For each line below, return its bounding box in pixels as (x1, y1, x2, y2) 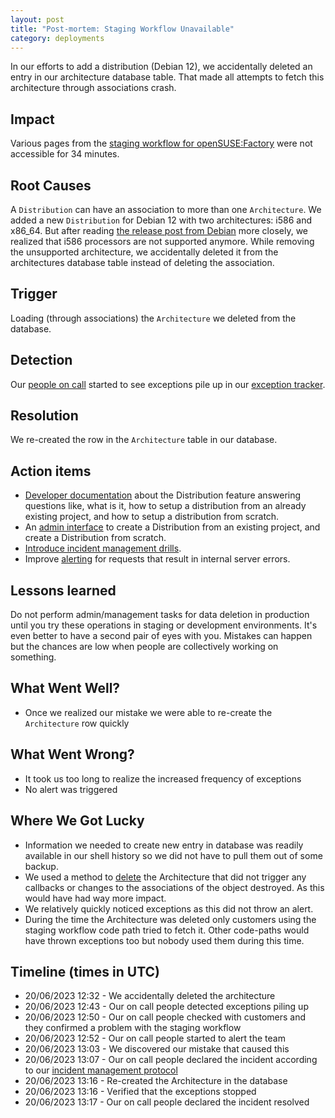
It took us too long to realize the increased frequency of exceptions (24, 772, 302, 785)
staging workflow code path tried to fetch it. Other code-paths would (24, 924, 310, 936)
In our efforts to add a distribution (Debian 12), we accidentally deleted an (10, 61, 313, 73)
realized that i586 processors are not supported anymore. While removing (10, 236, 315, 247)
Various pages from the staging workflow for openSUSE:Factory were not (10, 137, 313, 150)
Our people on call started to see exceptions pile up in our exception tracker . (10, 378, 326, 390)
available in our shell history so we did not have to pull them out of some (24, 849, 323, 861)
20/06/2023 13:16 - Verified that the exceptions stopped (24, 1086, 257, 1098)
